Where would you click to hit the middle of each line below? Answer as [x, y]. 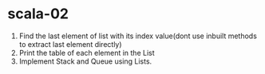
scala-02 [38, 14]
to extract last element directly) [70, 44]
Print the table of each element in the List [87, 53]
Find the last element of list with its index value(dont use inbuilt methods [138, 36]
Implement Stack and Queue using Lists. [85, 61]
